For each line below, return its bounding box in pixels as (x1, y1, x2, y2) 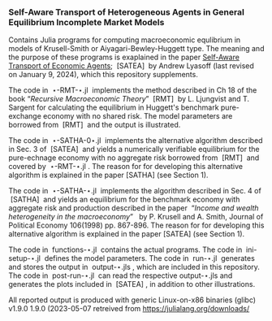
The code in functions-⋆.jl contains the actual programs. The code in (8, 245, 243, 254)
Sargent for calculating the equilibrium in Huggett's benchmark (8, 102, 219, 112)
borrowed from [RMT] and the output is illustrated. (8, 120, 181, 130)
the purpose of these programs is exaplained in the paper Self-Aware (8, 52, 240, 63)
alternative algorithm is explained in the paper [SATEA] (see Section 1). (8, 229, 245, 239)
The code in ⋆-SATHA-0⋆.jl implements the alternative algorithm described (8, 136, 263, 145)
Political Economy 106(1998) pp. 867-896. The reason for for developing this (8, 220, 265, 230)
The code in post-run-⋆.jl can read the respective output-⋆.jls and (8, 271, 233, 280)
